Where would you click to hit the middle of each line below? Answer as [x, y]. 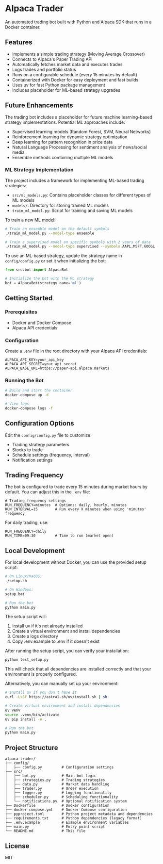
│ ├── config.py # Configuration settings [59, 767]
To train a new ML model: [30, 220]
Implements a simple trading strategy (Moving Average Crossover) [78, 54]
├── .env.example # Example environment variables [67, 823]
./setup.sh [16, 581]
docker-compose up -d [27, 395]
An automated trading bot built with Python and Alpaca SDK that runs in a [78, 22]
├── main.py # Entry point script [55, 827]
